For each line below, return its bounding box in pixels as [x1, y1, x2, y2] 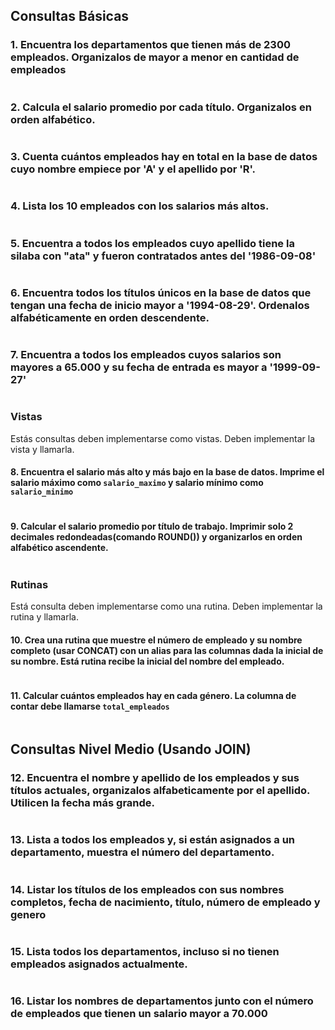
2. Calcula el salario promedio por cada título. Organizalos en [10, 100, 312, 114]
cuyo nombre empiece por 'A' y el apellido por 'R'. [10, 162, 257, 176]
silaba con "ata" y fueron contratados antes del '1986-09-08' [10, 249, 317, 263]
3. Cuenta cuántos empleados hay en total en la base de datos [10, 149, 318, 163]
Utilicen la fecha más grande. [10, 796, 156, 810]
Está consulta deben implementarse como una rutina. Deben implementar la [10, 600, 323, 613]
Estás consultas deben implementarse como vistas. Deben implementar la [10, 432, 315, 444]
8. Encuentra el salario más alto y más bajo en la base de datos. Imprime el [10, 466, 325, 478]
